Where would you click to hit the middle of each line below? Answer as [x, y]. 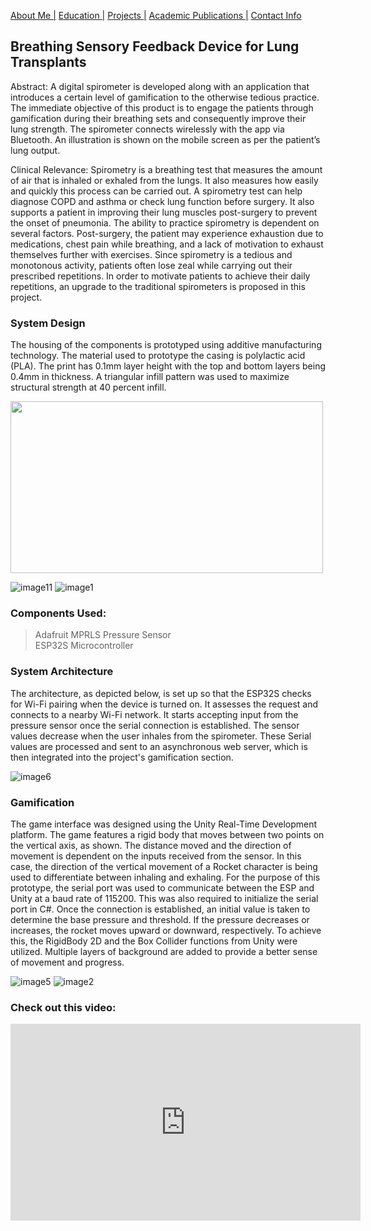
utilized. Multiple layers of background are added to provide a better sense [164, 951]
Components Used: [58, 613]
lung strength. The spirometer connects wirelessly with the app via [147, 129]
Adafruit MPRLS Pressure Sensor [103, 635]
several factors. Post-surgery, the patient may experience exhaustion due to [167, 233]
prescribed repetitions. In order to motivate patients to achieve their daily [160, 276]
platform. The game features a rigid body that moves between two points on [167, 834]
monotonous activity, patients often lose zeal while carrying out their [151, 265]
